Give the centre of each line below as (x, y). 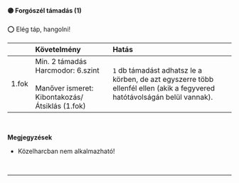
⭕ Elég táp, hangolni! (39, 29)
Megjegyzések (30, 137)
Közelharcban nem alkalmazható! (66, 151)
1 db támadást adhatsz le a (158, 70)
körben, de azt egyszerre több (163, 80)
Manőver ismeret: (64, 88)
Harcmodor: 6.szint (67, 70)
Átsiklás (48, 106)
